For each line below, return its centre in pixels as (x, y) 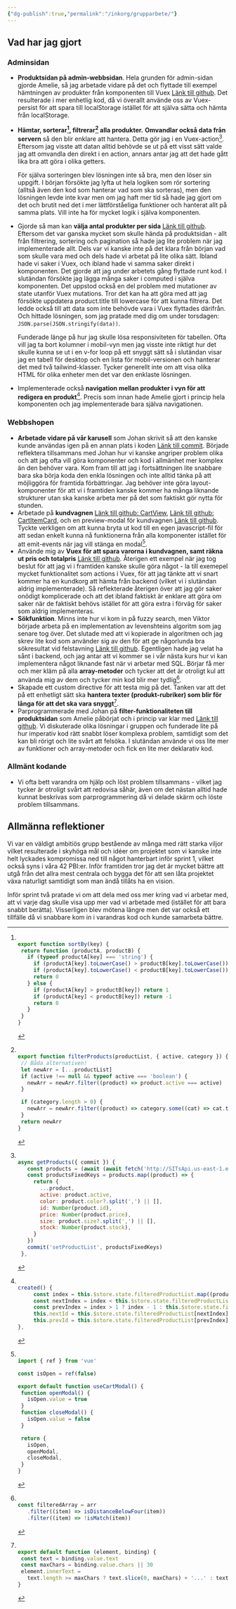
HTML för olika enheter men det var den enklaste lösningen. (104, 374)
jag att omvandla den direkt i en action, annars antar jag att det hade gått (123, 154)
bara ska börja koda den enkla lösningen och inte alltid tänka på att (114, 475)
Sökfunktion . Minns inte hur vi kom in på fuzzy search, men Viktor (114, 619)
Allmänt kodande (37, 767)
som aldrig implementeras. (56, 611)
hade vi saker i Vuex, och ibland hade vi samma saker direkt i (106, 263)
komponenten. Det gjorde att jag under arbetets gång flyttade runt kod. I (122, 271)
